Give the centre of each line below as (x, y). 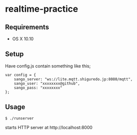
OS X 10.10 (23, 39)
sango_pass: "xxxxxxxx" (38, 88)
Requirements (27, 27)
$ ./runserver (20, 118)
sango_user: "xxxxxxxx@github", (47, 83)
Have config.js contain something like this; (48, 66)
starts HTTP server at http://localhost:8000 (49, 127)
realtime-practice (42, 9)
